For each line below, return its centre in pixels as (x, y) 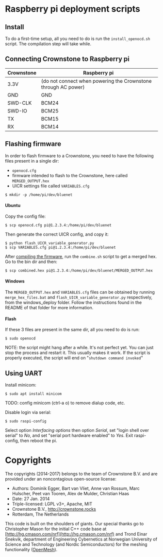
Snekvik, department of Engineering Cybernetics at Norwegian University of (81, 539)
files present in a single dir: (32, 161)
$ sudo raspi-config (26, 421)
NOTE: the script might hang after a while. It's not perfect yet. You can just (79, 348)
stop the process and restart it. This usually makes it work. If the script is (78, 353)
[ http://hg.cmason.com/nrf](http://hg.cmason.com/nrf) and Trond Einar (76, 534)
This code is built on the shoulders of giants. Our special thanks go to (74, 523)
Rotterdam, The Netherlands (41, 514)
